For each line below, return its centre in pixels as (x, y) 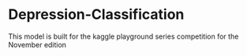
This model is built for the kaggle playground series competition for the (123, 36)
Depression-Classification (96, 15)
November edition (37, 44)
